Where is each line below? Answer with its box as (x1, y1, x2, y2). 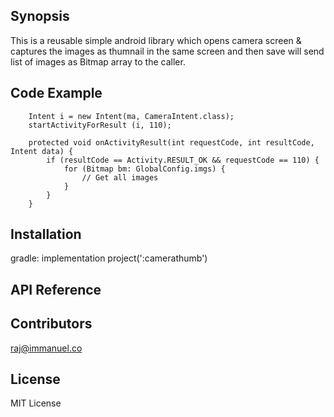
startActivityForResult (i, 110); (28, 120, 172, 130)
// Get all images (81, 172, 159, 183)
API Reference (10, 281, 102, 298)
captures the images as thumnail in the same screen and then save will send (10, 45, 325, 57)
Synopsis (10, 8, 70, 25)
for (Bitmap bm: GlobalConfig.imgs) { (63, 164, 226, 174)
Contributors (10, 315, 93, 333)
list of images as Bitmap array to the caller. (10, 55, 186, 68)
